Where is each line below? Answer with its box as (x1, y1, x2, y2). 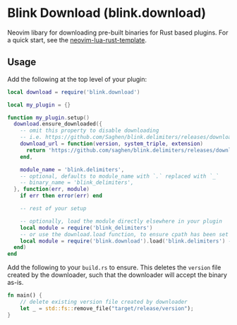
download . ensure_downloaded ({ (13, 121, 102, 128)
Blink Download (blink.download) (7, 5, 207, 21)
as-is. (7, 278, 24, 287)
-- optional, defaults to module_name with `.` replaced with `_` (20, 173, 219, 180)
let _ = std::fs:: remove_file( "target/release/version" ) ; (20, 305, 194, 312)
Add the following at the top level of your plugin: (7, 75, 147, 83)
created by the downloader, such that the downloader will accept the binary (7, 271, 228, 279)
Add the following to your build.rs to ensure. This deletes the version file (7, 263, 221, 272)
